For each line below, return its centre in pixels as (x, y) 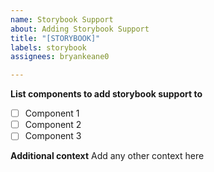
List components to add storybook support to (106, 94)
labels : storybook (48, 47)
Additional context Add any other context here (107, 156)
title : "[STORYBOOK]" (55, 38)
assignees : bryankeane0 (60, 57)
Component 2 (53, 125)
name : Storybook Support (62, 19)
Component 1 (52, 113)
